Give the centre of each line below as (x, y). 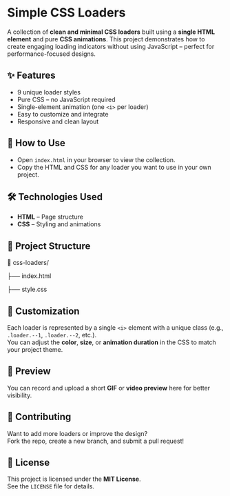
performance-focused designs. (52, 54)
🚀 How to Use (36, 143)
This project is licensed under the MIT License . (74, 479)
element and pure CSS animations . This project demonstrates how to (106, 39)
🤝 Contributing (39, 417)
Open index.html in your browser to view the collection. (96, 159)
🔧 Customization (43, 311)
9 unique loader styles (49, 92)
